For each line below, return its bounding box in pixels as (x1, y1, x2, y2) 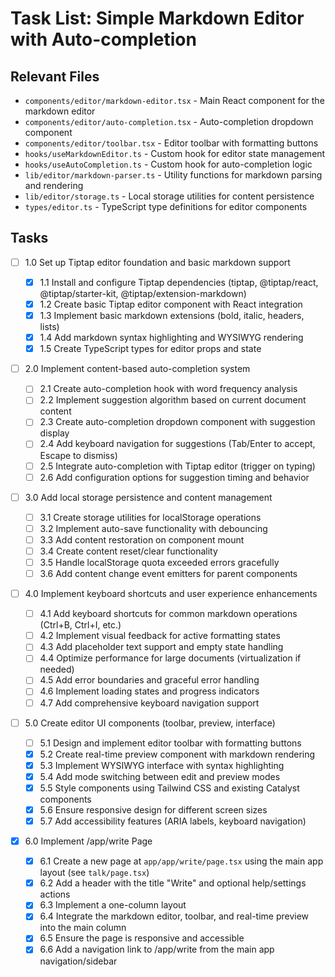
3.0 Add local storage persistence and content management (24, 491, 273, 503)
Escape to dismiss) (39, 449, 118, 461)
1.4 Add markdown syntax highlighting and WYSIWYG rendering (39, 332, 304, 344)
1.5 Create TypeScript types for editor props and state (39, 343, 262, 355)
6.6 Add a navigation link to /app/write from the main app (39, 943, 275, 956)
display (39, 427, 70, 439)
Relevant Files (10, 68, 100, 85)
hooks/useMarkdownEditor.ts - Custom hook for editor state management (24, 148, 326, 159)
